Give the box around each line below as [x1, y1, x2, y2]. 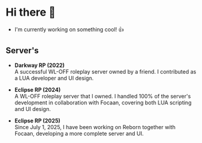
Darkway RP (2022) [14, 62, 65, 69]
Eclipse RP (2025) [14, 117, 61, 124]
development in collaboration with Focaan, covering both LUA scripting [14, 99, 192, 106]
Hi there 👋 [5, 5, 56, 19]
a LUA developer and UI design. [14, 74, 94, 81]
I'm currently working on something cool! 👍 [14, 25, 124, 33]
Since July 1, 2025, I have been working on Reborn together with [14, 123, 176, 130]
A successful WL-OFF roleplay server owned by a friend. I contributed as [14, 68, 197, 75]
